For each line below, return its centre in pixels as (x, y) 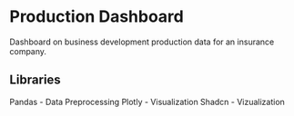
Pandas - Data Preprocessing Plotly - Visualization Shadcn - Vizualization (147, 101)
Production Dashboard (96, 17)
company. (28, 51)
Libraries (35, 80)
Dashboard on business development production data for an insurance (142, 42)
